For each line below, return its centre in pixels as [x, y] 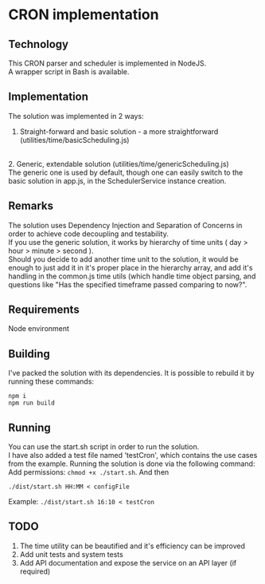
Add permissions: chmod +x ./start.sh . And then [89, 472]
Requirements [44, 310]
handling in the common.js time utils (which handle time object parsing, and [132, 276]
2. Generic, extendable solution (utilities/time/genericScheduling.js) [119, 164]
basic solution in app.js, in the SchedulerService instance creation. [117, 180]
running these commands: [51, 381]
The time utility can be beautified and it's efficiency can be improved [132, 546]
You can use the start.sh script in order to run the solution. [104, 447]
